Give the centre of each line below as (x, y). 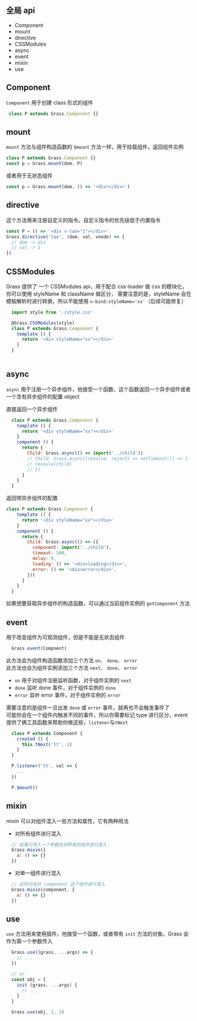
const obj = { (29, 979)
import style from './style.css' (52, 312)
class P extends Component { (47, 733)
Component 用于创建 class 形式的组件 (50, 103)
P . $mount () (25, 788)
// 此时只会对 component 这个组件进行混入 (59, 884)
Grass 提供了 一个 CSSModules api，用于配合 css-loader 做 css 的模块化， (97, 286)
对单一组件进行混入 (38, 873)
